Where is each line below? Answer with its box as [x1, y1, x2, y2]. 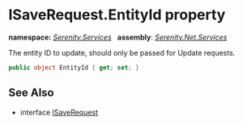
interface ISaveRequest [19, 107, 99, 117]
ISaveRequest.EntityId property [8, 6, 226, 24]
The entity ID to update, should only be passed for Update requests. [8, 48, 236, 57]
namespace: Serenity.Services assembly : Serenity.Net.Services [8, 32, 228, 42]
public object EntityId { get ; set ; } [8, 63, 139, 72]
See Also [8, 86, 54, 100]
